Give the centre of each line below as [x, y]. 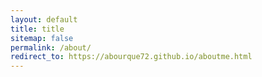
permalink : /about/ [51, 47]
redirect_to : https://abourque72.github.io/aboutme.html [131, 57]
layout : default [44, 19]
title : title [37, 29]
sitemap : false [42, 38]
